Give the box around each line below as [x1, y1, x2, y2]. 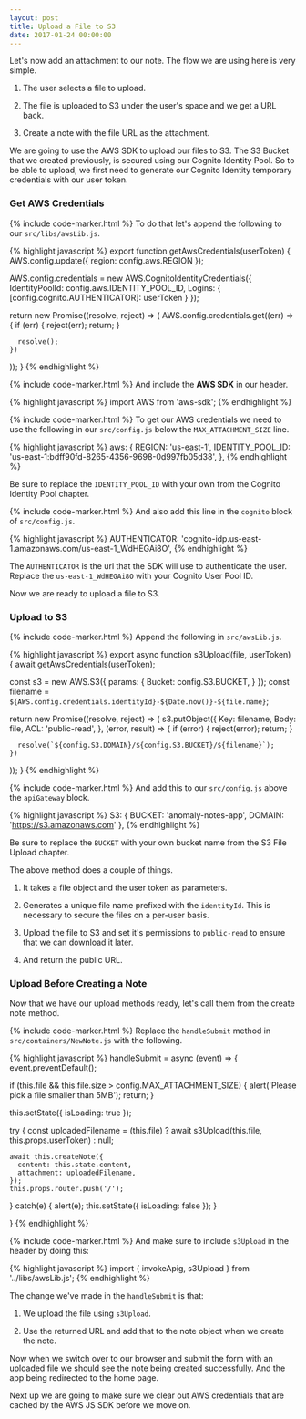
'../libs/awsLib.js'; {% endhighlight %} [9, 1273, 150, 1284]
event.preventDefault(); [9, 1062, 97, 1073]
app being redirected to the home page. [9, 1372, 159, 1383]
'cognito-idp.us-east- [180, 533, 262, 544]
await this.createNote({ [9, 1153, 104, 1162]
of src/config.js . [9, 515, 76, 526]
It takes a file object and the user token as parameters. [22, 882, 228, 893]
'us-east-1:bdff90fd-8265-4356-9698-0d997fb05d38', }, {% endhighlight [9, 451, 288, 461]
